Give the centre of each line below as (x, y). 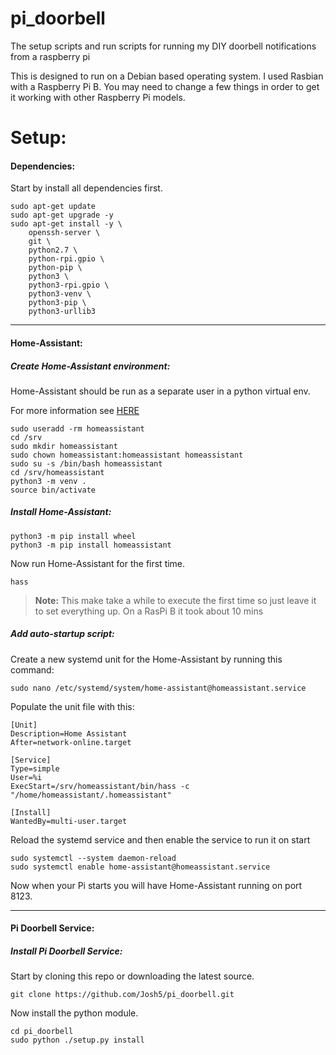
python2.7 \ (53, 250)
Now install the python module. (74, 1013)
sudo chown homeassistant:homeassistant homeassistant (127, 455)
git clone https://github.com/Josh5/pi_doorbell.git (122, 995)
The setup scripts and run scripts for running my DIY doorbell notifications (163, 46)
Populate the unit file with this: (72, 706)
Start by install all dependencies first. (86, 188)
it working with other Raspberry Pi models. (98, 97)
